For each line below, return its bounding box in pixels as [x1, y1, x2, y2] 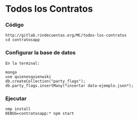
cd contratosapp [5, 37, 40, 42]
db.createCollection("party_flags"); [5, 79, 86, 84]
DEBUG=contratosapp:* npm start [5, 111, 74, 116]
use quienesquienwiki [5, 74, 52, 79]
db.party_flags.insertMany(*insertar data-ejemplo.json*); [5, 83, 134, 88]
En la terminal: [5, 61, 40, 66]
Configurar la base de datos [5, 49, 76, 56]
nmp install [5, 107, 31, 112]
